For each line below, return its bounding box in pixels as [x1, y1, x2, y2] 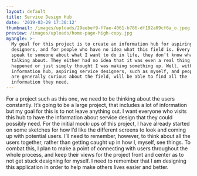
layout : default [6, 8, 46, 15]
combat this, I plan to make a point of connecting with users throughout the [6, 145, 188, 152]
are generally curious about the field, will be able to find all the [11, 74, 188, 80]
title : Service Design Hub [6, 14, 72, 20]
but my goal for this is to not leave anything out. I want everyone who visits [6, 108, 187, 115]
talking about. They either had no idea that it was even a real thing [11, 57, 191, 63]
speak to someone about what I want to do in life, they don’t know [11, 52, 182, 58]
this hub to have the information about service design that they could [6, 114, 173, 120]
